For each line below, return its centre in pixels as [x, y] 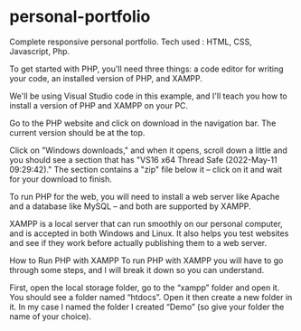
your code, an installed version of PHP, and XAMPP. [106, 78]
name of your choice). [51, 316]
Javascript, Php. [40, 51]
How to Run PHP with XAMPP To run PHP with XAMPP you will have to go [146, 260]
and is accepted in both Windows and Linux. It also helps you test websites [149, 233]
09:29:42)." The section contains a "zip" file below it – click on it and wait [146, 169]
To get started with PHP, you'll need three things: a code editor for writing [146, 69]
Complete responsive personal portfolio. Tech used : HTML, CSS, [131, 42]
